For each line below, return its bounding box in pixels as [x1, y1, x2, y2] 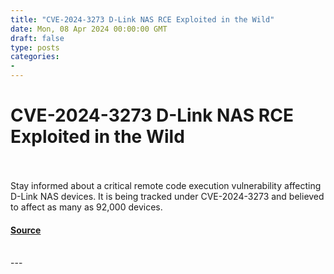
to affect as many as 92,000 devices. [10, 201, 163, 213]
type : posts [10, 42, 60, 53]
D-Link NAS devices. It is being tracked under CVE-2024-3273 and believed [10, 190, 325, 202]
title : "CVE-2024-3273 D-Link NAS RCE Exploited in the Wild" [10, 14, 275, 25]
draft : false [10, 33, 65, 43]
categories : [10, 52, 60, 62]
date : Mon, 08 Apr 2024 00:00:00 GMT [10, 24, 168, 34]
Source [10, 224, 42, 236]
